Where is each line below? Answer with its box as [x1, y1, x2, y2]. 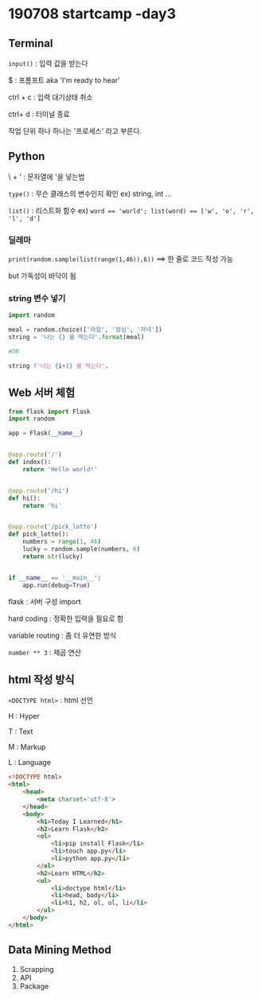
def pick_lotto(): [8, 530, 69, 538]
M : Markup [8, 742, 46, 752]
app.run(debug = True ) [22, 581, 91, 589]
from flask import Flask [8, 408, 91, 416]
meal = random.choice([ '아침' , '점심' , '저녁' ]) [8, 326, 163, 334]
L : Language [8, 758, 52, 767]
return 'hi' [22, 501, 62, 509]
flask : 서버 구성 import [8, 596, 81, 606]
